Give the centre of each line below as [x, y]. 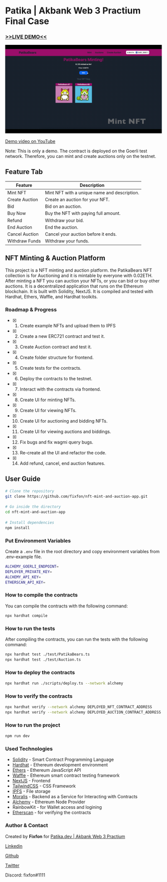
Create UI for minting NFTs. [48, 400]
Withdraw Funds [24, 241]
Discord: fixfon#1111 [25, 875]
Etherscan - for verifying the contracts [51, 813]
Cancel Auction [23, 234]
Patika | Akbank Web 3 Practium [73, 11]
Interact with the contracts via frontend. [60, 389]
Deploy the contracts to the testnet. [56, 378]
